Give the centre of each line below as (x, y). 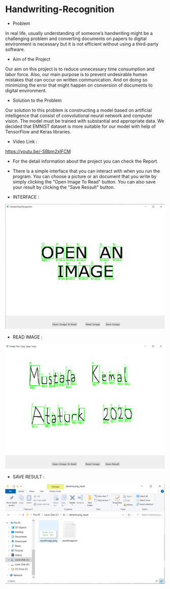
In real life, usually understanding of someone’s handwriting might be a (79, 33)
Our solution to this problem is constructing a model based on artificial (78, 110)
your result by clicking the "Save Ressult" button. (64, 187)
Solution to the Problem (37, 100)
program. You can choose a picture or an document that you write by (84, 176)
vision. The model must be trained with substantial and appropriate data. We (85, 121)
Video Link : (25, 141)
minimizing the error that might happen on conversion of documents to (79, 85)
